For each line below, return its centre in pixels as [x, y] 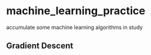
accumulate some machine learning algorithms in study [75, 27]
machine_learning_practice [76, 11]
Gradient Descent [40, 46]
